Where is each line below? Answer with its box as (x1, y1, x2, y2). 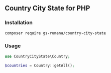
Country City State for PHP (5, 4, 90, 13)
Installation (5, 19, 33, 26)
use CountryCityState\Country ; (5, 54, 70, 59)
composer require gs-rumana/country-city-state (5, 30, 106, 36)
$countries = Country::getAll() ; (5, 63, 75, 68)
